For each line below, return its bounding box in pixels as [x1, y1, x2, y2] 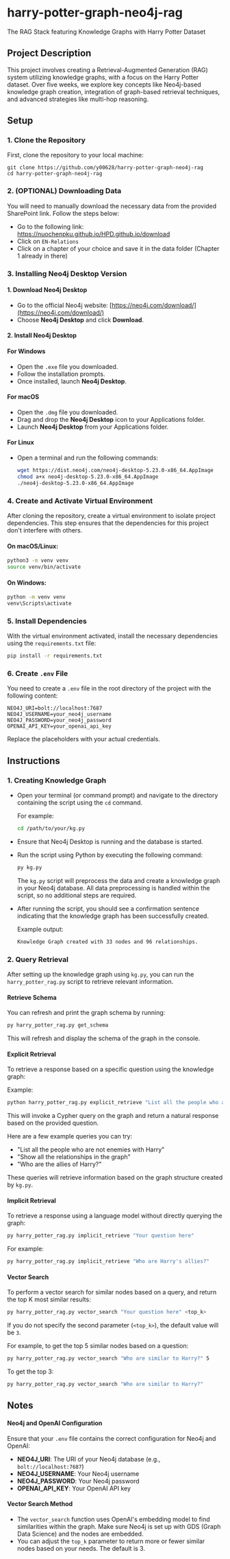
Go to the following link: [16, 222, 84, 231]
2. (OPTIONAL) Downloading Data [7, 186, 122, 196]
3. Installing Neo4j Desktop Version [7, 269, 127, 278]
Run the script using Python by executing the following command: [16, 851, 203, 859]
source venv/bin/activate [7, 563, 81, 571]
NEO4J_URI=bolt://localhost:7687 [7, 705, 103, 712]
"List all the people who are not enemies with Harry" [16, 1145, 165, 1154]
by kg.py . [7, 1180, 33, 1189]
